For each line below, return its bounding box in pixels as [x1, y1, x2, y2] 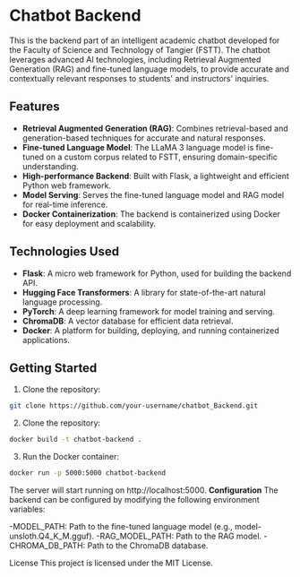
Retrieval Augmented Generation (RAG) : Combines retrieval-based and [21, 123, 288, 133]
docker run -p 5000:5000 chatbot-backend [9, 469, 167, 478]
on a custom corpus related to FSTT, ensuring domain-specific [46, 151, 278, 162]
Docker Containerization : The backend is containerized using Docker [21, 208, 280, 220]
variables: [9, 504, 46, 514]
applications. [21, 334, 70, 345]
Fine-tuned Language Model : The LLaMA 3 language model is [21, 142, 254, 152]
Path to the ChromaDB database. [87, 540, 209, 551]
